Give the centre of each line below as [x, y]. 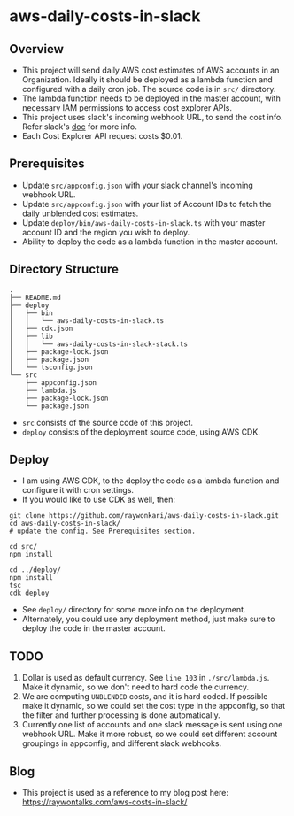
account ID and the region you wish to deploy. [106, 232]
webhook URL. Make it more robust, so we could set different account [150, 734]
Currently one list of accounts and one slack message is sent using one [152, 725]
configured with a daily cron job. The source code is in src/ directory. [149, 89]
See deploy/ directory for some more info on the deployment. [134, 610]
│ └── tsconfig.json [51, 367]
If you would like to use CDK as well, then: [98, 500]
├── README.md [35, 297]
